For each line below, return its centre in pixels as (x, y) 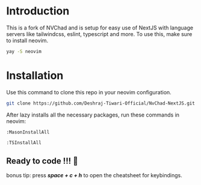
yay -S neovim (24, 51)
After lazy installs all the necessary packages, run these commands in (93, 115)
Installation (35, 76)
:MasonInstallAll (28, 132)
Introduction (38, 11)
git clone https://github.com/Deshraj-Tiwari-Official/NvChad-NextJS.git (101, 103)
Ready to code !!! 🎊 (42, 161)
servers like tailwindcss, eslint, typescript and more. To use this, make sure (99, 34)
